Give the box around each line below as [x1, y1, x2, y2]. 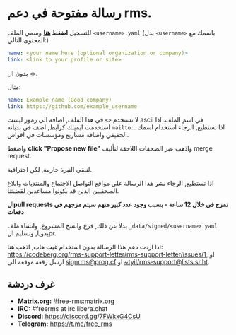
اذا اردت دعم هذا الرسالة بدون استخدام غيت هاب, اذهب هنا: [7, 242, 164, 252]
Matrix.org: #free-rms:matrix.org [17, 297, 115, 305]
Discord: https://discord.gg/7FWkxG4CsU [17, 312, 141, 321]
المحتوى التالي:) [7, 35, 49, 44]
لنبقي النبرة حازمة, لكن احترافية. [7, 165, 93, 174]
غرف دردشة [7, 278, 55, 290]
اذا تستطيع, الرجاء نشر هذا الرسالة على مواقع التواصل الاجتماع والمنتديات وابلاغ [7, 179, 214, 188]
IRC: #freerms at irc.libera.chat [17, 305, 108, 313]
